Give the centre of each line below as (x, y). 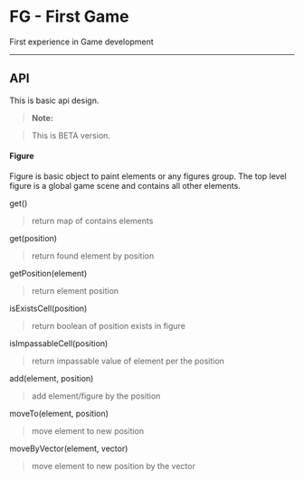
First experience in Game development (81, 42)
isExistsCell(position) (48, 308)
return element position (75, 290)
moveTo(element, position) (59, 413)
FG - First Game (69, 17)
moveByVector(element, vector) (69, 448)
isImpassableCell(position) (59, 343)
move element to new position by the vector (114, 466)
